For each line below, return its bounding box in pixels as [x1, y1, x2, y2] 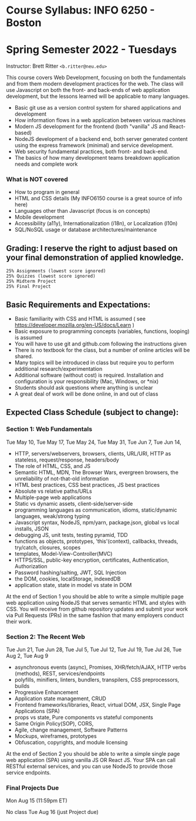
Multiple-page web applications [14, 493, 92, 501]
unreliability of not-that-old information [14, 475, 109, 482]
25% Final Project [6, 283, 51, 289]
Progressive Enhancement [14, 689, 79, 696]
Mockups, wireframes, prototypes [14, 733, 97, 740]
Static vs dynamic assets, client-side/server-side [14, 500, 133, 507]
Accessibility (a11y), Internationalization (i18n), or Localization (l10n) [14, 220, 178, 227]
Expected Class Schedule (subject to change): [6, 407, 179, 417]
